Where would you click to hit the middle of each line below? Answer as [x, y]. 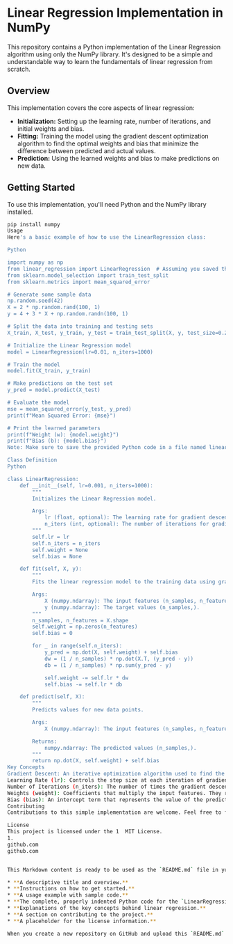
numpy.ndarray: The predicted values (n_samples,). [120, 748]
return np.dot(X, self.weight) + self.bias [96, 761]
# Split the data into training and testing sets [80, 327]
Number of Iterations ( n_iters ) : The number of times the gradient [107, 787]
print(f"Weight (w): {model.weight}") [63, 434]
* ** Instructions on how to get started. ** [71, 889]
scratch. [19, 69]
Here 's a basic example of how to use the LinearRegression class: [107, 237]
